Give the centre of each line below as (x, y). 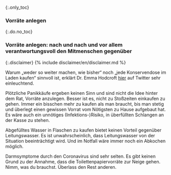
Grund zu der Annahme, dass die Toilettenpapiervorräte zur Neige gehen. (83, 161)
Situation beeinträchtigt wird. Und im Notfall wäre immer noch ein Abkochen (85, 141)
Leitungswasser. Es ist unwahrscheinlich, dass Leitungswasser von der (80, 135)
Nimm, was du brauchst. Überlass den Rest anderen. (61, 167)
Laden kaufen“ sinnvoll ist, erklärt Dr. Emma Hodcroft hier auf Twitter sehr (83, 78)
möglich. (15, 146)
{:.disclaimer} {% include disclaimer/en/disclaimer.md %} (66, 62)
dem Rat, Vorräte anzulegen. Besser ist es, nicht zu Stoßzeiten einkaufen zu (85, 98)
